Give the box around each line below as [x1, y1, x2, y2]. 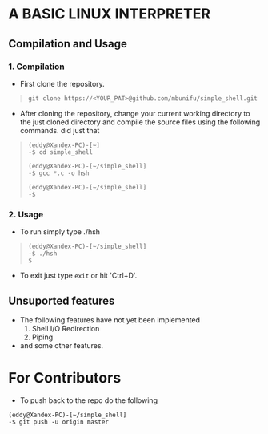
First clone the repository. [19, 79, 106, 88]
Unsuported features [8, 294, 115, 307]
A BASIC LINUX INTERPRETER [8, 5, 210, 23]
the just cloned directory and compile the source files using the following [19, 117, 261, 127]
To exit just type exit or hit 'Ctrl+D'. [19, 270, 138, 281]
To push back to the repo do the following [19, 395, 158, 405]
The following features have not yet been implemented [19, 314, 201, 325]
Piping [31, 332, 54, 342]
